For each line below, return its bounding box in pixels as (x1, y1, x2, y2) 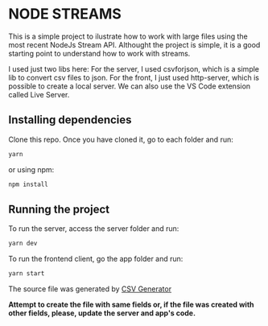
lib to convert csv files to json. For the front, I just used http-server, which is (8, 72, 260, 82)
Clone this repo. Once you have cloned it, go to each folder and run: (8, 134, 233, 144)
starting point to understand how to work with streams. (8, 48, 191, 58)
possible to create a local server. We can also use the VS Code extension (8, 81, 251, 91)
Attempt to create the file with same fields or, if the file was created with (8, 299, 255, 310)
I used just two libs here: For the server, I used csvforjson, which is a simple (8, 64, 260, 73)
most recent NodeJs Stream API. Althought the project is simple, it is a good (8, 39, 261, 49)
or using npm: (8, 164, 55, 174)
